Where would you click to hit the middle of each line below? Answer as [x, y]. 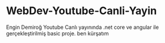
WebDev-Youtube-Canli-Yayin [82, 11]
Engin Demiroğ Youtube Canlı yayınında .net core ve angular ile [82, 27]
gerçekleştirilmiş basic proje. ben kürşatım [57, 33]
